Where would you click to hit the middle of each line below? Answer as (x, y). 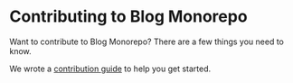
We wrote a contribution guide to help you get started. (110, 69)
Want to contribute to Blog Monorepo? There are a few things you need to (147, 41)
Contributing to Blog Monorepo (128, 17)
